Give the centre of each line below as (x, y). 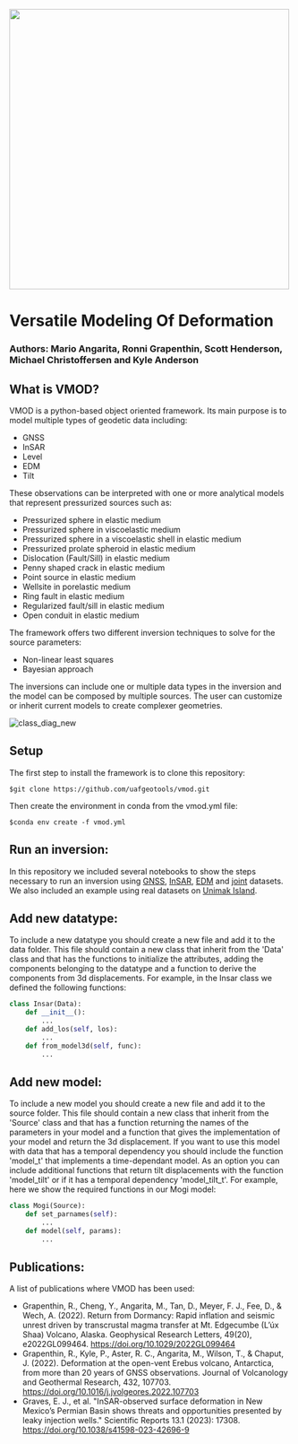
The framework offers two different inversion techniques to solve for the (142, 632)
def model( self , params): (74, 1231)
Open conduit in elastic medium (81, 615)
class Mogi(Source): (48, 1206)
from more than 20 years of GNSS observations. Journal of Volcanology (155, 1373)
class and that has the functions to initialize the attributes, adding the (136, 959)
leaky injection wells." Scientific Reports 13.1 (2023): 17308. (131, 1421)
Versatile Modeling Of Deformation (142, 321)
